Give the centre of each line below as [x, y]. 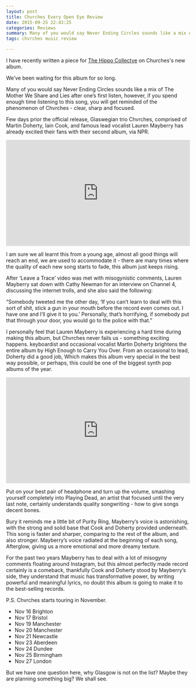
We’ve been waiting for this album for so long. [61, 78]
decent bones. [23, 510]
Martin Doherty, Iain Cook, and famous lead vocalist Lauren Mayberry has [95, 125]
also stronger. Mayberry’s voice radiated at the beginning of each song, [92, 540]
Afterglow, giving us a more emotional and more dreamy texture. [83, 546]
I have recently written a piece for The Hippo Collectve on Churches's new [96, 60]
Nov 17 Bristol [31, 618]
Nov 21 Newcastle [36, 636]
